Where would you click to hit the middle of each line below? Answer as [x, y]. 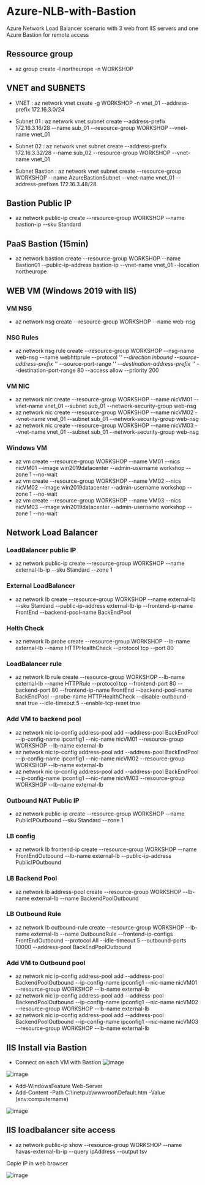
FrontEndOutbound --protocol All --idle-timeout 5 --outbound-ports [101, 940]
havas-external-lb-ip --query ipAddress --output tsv [81, 1151]
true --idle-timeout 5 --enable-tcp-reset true [84, 703]
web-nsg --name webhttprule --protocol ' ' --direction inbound [94, 357]
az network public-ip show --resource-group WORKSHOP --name [99, 1145]
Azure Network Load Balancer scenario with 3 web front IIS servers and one [102, 28]
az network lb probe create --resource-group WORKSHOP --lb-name [102, 642]
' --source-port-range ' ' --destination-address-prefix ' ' [126, 364]
